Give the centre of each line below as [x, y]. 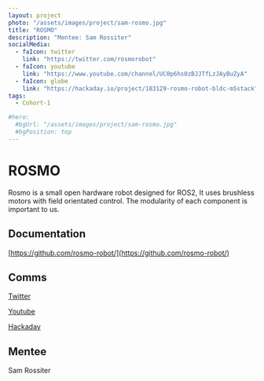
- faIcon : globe [42, 81]
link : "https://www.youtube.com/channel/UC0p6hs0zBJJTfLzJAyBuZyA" [135, 74]
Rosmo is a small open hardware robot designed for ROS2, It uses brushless [131, 192]
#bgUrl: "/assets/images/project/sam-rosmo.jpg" [96, 125]
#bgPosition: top [44, 132]
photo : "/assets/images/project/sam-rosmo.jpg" [88, 23]
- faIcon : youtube [46, 67]
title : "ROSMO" [33, 30]
